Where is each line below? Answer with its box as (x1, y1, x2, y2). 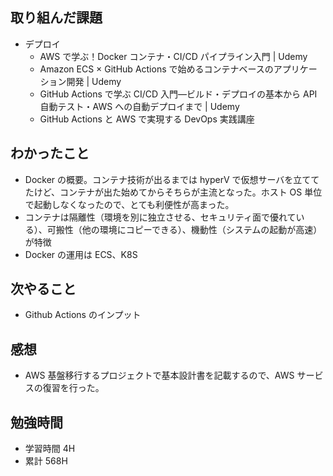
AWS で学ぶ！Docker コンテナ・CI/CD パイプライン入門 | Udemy (39, 50, 308, 62)
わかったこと (10, 145, 90, 162)
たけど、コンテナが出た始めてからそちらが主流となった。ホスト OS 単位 (24, 186, 323, 198)
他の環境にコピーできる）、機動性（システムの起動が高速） (81, 223, 323, 235)
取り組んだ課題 (10, 9, 103, 27)
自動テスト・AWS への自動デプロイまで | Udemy (39, 100, 240, 112)
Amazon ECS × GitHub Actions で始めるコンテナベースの (39, 63, 274, 75)
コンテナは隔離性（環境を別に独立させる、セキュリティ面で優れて (24, 211, 297, 223)
